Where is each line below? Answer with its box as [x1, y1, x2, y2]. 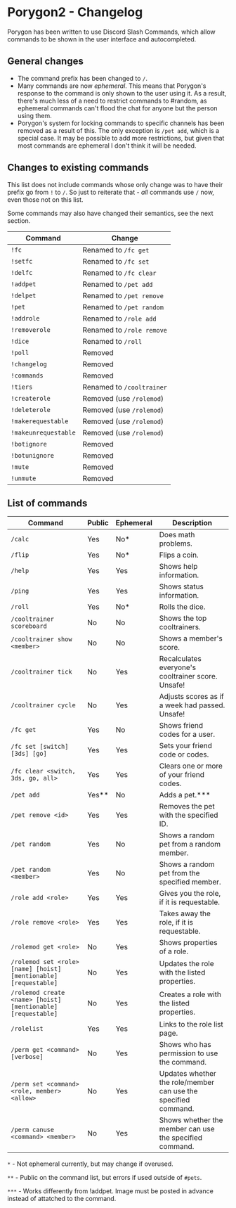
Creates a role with [159, 989, 221, 999]
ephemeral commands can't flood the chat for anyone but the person [17, 103, 218, 113]
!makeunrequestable [11, 428, 76, 437]
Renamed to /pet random [82, 302, 164, 311]
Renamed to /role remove [82, 325, 167, 335]
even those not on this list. [7, 195, 84, 204]
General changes [7, 56, 84, 68]
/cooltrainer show [11, 636, 72, 643]
